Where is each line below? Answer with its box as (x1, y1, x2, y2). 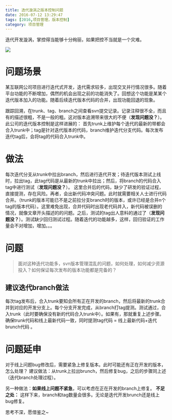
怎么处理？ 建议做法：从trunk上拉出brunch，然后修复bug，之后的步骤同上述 (5, 368, 166, 374)
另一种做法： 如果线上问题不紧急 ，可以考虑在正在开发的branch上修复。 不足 (5, 385, 165, 391)
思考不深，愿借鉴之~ (5, 409, 49, 415)
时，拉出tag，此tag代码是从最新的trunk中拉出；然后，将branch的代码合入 (5, 178, 161, 184)
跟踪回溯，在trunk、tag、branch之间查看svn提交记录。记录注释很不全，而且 (5, 108, 166, 114)
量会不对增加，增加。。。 (5, 223, 55, 229)
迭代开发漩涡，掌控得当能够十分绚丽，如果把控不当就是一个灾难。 (5, 36, 144, 43)
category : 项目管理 (5, 22, 44, 27)
